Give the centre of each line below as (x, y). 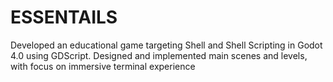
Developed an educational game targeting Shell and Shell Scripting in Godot (166, 45)
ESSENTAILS (64, 17)
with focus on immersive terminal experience (103, 66)
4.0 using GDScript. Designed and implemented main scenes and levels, (159, 55)
